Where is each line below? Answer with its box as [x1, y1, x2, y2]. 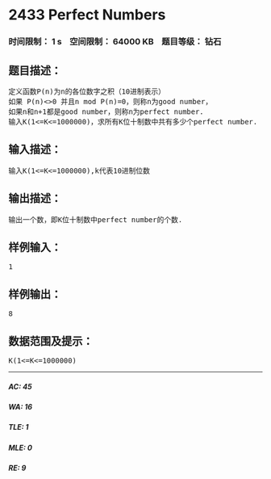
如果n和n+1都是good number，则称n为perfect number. [8, 107, 204, 116]
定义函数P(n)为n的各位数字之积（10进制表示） [8, 86, 165, 96]
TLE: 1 [8, 422, 29, 432]
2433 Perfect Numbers [8, 6, 166, 24]
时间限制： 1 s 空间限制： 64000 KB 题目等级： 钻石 [8, 36, 222, 48]
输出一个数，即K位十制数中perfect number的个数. [8, 215, 183, 224]
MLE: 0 [8, 443, 32, 452]
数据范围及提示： [8, 334, 94, 348]
